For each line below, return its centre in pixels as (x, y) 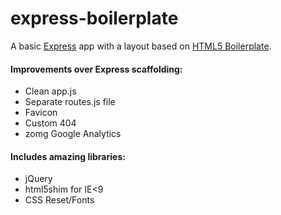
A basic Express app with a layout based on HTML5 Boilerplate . (141, 46)
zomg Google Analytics (73, 134)
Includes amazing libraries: (68, 156)
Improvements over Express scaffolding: (96, 69)
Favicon (41, 113)
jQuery (38, 179)
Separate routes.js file (70, 102)
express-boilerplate (94, 18)
